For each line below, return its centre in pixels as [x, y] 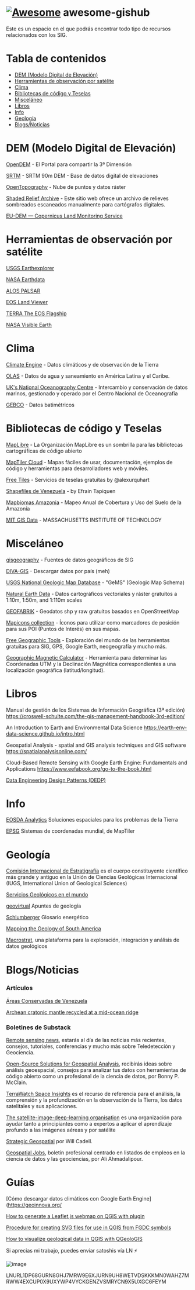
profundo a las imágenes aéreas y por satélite [61, 1130]
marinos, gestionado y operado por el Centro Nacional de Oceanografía [92, 393]
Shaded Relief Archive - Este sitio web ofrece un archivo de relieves [87, 198]
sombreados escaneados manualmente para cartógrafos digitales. [86, 204]
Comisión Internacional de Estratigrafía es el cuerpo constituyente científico [97, 871]
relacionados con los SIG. [37, 35]
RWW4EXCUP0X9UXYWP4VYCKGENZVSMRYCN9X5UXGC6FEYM [86, 1282]
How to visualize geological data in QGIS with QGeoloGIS [74, 1239]
